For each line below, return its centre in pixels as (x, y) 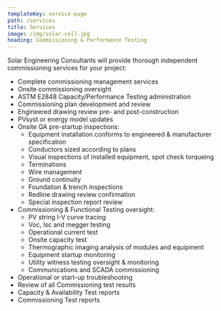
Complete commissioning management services (88, 81)
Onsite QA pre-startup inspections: (68, 127)
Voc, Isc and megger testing (69, 225)
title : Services (31, 27)
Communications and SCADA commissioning (93, 270)
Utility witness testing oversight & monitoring (93, 262)
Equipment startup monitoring (72, 255)
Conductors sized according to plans (82, 149)
